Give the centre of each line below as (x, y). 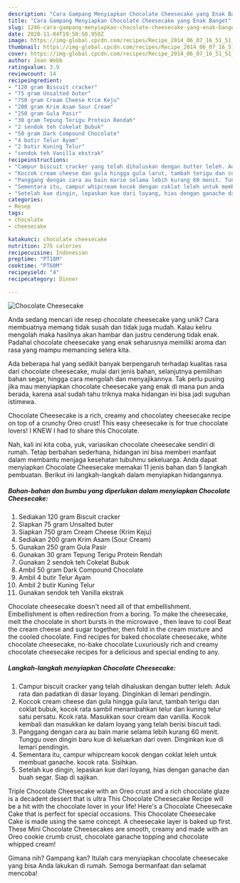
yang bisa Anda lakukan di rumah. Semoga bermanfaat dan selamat (107, 865)
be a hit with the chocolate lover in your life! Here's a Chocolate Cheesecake (120, 806)
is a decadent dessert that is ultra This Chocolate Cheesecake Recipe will (116, 798)
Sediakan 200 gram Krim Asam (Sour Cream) (85, 539)
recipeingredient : (35, 80)
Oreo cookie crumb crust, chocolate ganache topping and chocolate (108, 837)
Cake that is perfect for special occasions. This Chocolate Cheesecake (112, 814)
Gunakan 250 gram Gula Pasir (62, 547)
